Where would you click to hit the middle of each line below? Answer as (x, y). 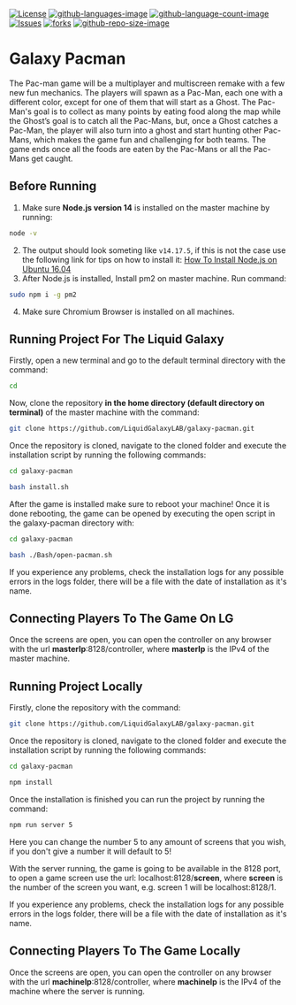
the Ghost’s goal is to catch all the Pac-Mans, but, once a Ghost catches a (144, 120)
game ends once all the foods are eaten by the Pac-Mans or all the (130, 149)
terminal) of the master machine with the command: (105, 412)
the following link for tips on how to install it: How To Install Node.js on (149, 259)
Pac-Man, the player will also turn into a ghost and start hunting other (136, 130)
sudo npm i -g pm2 (43, 295)
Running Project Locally (76, 686)
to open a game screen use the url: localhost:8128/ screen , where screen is (146, 878)
